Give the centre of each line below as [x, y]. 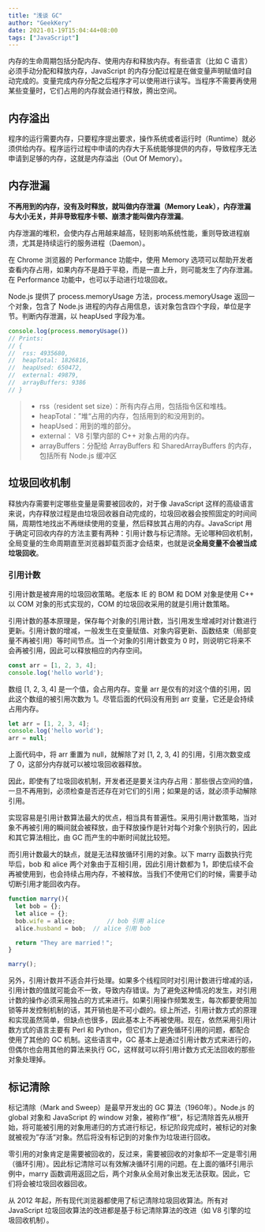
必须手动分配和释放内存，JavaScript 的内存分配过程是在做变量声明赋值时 [127, 71]
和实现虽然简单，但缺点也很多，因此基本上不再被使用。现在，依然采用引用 [129, 1020]
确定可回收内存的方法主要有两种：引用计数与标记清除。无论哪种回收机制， [136, 533]
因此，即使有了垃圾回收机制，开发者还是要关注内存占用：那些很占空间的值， [132, 781]
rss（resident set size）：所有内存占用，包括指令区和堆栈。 [135, 406]
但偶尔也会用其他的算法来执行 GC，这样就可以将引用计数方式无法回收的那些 [132, 1050]
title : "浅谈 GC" [35, 15]
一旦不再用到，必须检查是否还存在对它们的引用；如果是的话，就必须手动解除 [132, 791]
